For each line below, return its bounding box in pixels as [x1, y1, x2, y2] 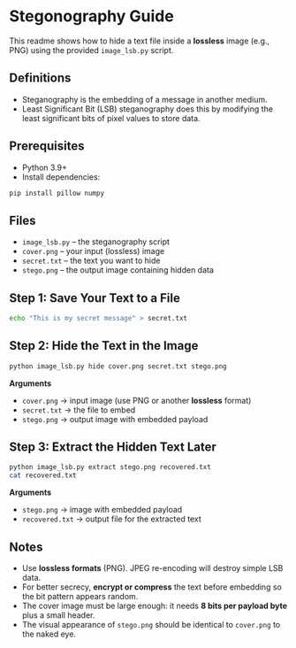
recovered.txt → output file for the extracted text [21, 513, 201, 524]
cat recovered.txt [9, 471, 77, 480]
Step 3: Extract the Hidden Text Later [9, 440, 216, 455]
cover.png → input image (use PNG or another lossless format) [21, 395, 252, 405]
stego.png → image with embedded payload [21, 505, 183, 515]
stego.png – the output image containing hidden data [21, 265, 215, 275]
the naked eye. [21, 629, 77, 639]
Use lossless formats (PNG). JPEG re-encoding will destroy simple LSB [21, 563, 284, 573]
